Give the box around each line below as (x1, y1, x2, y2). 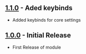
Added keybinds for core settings (12, 17, 81, 23)
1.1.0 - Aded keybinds (5, 4, 73, 12)
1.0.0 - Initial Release (5, 31, 71, 40)
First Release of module (12, 44, 61, 50)
